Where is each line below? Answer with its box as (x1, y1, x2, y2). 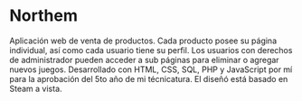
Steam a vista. (9, 83, 62, 94)
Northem (9, 5, 79, 26)
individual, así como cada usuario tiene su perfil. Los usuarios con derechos (9, 44, 293, 55)
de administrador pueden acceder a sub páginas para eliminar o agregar (9, 54, 279, 65)
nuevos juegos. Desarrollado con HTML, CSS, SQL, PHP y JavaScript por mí (9, 64, 293, 75)
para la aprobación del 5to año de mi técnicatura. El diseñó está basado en (9, 73, 288, 84)
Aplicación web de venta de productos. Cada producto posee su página (9, 35, 278, 46)
